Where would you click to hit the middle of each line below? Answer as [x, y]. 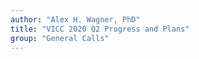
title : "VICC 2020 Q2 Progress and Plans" [100, 29]
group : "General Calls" [60, 38]
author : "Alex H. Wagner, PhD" [75, 19]
